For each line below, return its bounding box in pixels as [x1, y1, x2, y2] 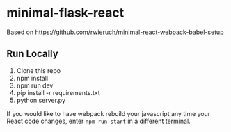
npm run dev [16, 81, 54, 90]
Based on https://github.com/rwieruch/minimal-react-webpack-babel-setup [6, 28, 224, 36]
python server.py [16, 96, 66, 104]
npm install [16, 74, 49, 82]
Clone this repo [16, 66, 61, 74]
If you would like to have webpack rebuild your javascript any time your [6, 109, 211, 117]
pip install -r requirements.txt [16, 88, 100, 97]
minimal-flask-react [6, 5, 125, 21]
